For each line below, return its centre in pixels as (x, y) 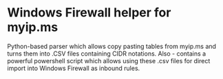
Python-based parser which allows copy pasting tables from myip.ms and (112, 46)
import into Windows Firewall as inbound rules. (74, 68)
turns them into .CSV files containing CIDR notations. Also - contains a (107, 54)
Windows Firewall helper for (89, 13)
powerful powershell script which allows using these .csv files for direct (109, 60)
